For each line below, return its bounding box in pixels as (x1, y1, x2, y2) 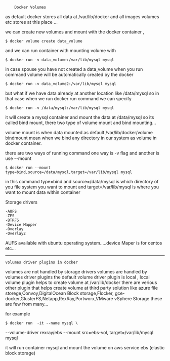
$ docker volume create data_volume (5, 38, 82, 44)
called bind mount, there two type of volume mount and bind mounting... (5, 119, 156, 126)
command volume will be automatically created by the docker (5, 71, 134, 77)
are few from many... (5, 301, 49, 307)
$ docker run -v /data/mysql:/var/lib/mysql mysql (5, 105, 114, 110)
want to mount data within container (5, 189, 81, 195)
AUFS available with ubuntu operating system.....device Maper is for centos (5, 240, 162, 246)
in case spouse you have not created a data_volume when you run (5, 66, 143, 72)
